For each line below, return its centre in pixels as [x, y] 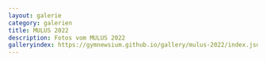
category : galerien [40, 23]
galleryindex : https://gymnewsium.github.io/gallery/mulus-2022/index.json [136, 45]
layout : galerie [35, 15]
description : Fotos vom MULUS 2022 [67, 38]
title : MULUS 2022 [38, 30]
